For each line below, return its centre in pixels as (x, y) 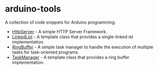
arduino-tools (33, 9)
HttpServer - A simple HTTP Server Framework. (59, 31)
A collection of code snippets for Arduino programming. (60, 22)
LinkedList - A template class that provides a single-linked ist (73, 37)
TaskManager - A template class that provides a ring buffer (71, 57)
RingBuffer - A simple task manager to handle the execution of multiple (83, 47)
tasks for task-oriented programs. (45, 52)
